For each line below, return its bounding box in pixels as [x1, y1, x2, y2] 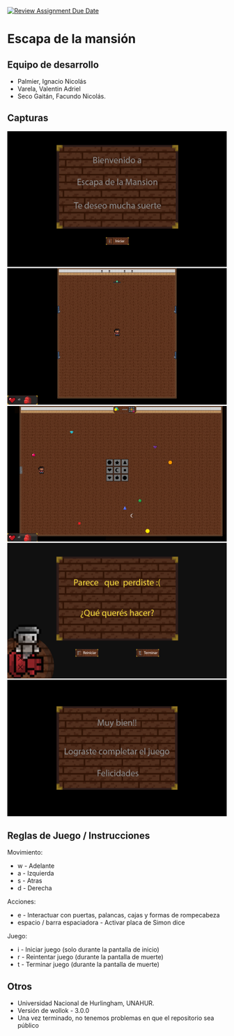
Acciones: [7, 897, 36, 906]
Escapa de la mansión [7, 31, 136, 47]
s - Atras [17, 876, 42, 885]
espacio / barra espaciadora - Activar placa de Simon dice [17, 918, 185, 927]
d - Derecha [17, 884, 52, 892]
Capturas [7, 112, 49, 124]
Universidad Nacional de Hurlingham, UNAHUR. [17, 999, 155, 1007]
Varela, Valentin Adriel [17, 84, 81, 93]
